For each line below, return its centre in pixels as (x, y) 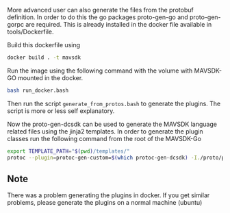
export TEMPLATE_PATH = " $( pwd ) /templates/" (68, 151)
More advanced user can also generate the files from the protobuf (100, 10)
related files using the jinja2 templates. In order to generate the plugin (105, 131)
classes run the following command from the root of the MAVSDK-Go (104, 138)
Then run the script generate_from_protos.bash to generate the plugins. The (114, 103)
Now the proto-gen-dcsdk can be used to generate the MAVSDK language (112, 124)
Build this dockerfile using (44, 45)
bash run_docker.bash (38, 90)
